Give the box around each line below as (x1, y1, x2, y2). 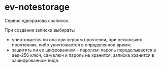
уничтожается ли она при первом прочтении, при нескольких (11, 36, 142, 43)
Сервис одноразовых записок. (4, 18, 69, 23)
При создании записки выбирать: (4, 27, 75, 33)
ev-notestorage (4, 1, 70, 13)
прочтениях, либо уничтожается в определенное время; (11, 42, 131, 47)
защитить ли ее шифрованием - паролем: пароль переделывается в (11, 47, 156, 53)
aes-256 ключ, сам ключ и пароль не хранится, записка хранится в (11, 52, 155, 58)
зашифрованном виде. (11, 57, 60, 63)
